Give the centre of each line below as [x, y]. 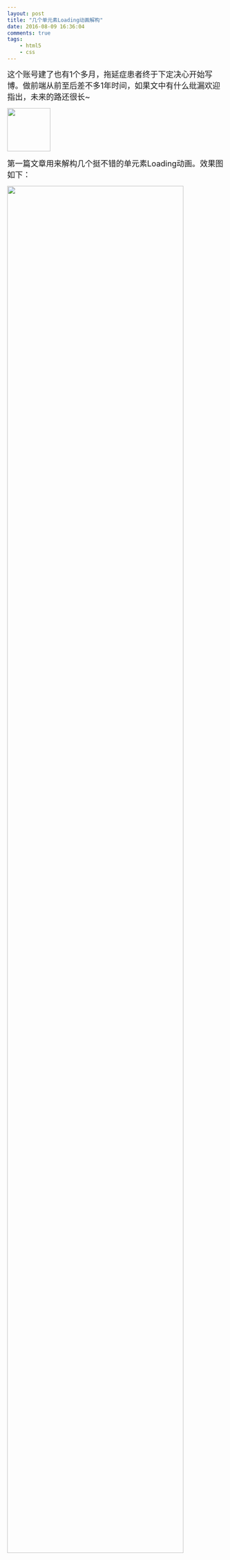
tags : [15, 39]
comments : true [29, 33]
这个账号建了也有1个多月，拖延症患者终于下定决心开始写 [110, 74]
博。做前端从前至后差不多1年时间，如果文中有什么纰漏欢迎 [114, 86]
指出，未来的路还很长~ [49, 97]
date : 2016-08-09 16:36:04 [46, 26]
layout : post [26, 14]
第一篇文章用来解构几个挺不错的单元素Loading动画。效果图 [115, 163]
